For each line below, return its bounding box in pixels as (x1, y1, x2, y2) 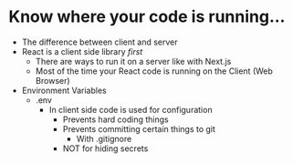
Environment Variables (21, 85, 107, 96)
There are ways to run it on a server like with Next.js (35, 56, 232, 66)
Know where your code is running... (8, 6, 286, 27)
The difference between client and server (21, 36, 179, 47)
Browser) (35, 75, 70, 86)
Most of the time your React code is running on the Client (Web (35, 66, 273, 76)
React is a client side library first (21, 46, 143, 56)
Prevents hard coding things (62, 114, 170, 125)
